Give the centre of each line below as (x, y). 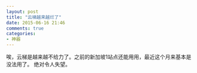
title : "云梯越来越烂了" (34, 17)
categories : (21, 34)
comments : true (25, 28)
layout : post (22, 12)
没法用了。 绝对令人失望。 (38, 64)
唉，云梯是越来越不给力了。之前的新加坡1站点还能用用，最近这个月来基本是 (99, 57)
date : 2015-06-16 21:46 (36, 23)
